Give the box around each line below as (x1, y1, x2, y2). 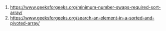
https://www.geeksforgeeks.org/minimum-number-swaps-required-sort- (10, 4, 161, 10)
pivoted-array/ (10, 20, 40, 26)
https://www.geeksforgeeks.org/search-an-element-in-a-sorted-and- (10, 15, 154, 20)
